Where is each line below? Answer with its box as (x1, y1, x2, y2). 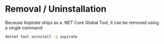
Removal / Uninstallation (5, 3, 107, 15)
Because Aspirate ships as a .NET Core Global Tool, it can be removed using (5, 20, 159, 25)
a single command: (5, 24, 44, 30)
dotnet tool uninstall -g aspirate (5, 34, 78, 39)
